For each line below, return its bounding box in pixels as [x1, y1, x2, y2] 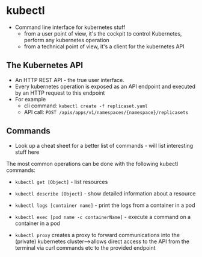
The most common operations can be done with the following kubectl [6, 160, 179, 167]
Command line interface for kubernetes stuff [14, 24, 126, 31]
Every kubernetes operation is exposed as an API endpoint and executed [14, 83, 196, 90]
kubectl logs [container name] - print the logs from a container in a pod [14, 201, 195, 209]
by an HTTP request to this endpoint [14, 89, 105, 97]
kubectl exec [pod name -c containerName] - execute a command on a [14, 213, 191, 220]
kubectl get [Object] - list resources [14, 178, 108, 185]
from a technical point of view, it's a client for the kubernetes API [23, 43, 185, 50]
